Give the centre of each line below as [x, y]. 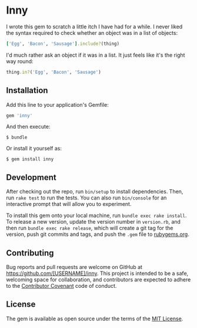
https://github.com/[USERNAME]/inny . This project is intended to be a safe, [97, 273]
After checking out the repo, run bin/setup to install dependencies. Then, [95, 192]
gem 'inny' [19, 116]
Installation [27, 91]
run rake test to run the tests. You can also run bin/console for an [86, 198]
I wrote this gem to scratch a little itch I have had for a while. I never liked [94, 27]
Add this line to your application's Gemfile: [57, 104]
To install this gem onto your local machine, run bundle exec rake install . [96, 215]
